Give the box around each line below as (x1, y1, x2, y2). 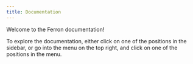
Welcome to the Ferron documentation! (6, 26, 105, 33)
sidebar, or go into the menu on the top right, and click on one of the (6, 44, 178, 51)
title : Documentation (6, 9, 61, 15)
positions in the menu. (6, 50, 62, 58)
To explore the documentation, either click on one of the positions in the (6, 37, 187, 44)
